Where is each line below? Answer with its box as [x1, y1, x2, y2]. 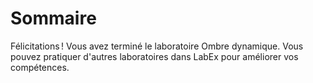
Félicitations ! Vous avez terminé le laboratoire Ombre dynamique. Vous [10, 40, 304, 52]
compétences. [10, 61, 70, 73]
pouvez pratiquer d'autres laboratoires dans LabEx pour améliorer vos [10, 50, 299, 62]
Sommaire [10, 7, 97, 30]
